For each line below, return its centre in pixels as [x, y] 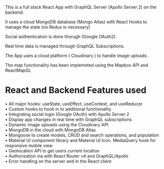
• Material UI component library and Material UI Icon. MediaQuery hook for [81, 140]
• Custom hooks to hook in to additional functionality [58, 109]
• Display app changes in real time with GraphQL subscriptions [69, 119]
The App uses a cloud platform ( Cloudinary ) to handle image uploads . [77, 56]
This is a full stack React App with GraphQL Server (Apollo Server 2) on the [81, 7]
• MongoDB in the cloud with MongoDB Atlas [51, 130]
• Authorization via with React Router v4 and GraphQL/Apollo [67, 156]
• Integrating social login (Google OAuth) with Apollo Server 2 [67, 114]
